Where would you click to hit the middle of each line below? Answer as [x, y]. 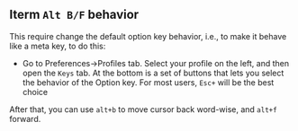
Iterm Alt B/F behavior [74, 15]
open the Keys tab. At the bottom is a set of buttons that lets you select [153, 73]
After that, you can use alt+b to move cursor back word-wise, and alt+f [143, 109]
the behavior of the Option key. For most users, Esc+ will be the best [148, 82]
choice [35, 92]
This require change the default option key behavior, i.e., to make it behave [148, 36]
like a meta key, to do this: [58, 46]
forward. [25, 118]
